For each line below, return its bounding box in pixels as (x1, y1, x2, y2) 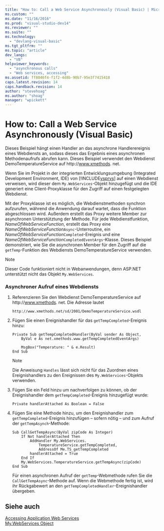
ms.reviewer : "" (5, 25, 38, 30)
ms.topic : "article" (5, 48, 47, 53)
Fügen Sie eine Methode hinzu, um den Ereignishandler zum (12, 410, 133, 416)
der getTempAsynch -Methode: (12, 420, 70, 427)
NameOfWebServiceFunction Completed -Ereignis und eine (5, 232, 121, 237)
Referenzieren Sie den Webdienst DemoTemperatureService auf (12, 295, 141, 300)
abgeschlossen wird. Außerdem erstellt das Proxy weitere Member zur (5, 211, 147, 217)
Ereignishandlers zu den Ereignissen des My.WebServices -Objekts (12, 373, 143, 378)
